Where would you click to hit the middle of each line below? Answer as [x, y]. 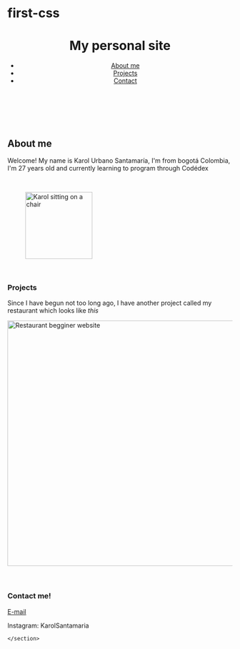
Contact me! [29, 596]
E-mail [17, 611]
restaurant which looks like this [53, 311]
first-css [34, 13]
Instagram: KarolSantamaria [48, 625]
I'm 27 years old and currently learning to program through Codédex [108, 168]
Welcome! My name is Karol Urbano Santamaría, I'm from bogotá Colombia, [119, 160]
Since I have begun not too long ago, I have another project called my [110, 303]
